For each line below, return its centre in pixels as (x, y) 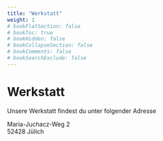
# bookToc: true (30, 33)
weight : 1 (21, 20)
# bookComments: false (39, 52)
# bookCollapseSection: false (50, 45)
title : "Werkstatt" (35, 13)
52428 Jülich (26, 131)
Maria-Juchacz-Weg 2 (39, 124)
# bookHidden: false (36, 39)
